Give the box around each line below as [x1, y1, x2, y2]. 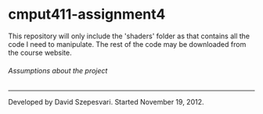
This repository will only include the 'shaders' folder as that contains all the [8, 31, 250, 41]
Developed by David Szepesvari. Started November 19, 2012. [8, 98, 204, 107]
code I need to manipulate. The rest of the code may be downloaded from [8, 39, 247, 48]
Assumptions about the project [8, 66, 108, 75]
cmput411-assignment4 [8, 5, 166, 23]
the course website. [8, 48, 72, 57]
